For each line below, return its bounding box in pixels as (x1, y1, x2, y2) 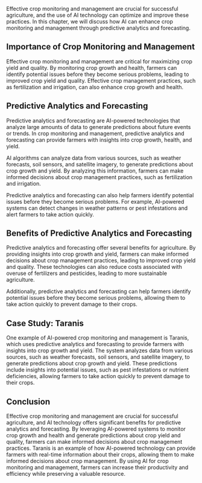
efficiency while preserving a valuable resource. (6, 470, 125, 478)
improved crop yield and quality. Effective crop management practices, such (6, 77, 196, 84)
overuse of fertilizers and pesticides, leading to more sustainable (6, 270, 168, 277)
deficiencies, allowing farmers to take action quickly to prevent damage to (6, 373, 191, 380)
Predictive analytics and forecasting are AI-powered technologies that (6, 117, 180, 124)
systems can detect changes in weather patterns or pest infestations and (6, 204, 188, 212)
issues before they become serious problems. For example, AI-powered (6, 198, 185, 205)
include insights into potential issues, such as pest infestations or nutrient (6, 366, 189, 373)
